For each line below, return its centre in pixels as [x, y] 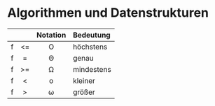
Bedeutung [91, 35]
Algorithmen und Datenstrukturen [108, 13]
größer [84, 92]
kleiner [84, 80]
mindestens [92, 69]
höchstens [90, 47]
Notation [51, 35]
